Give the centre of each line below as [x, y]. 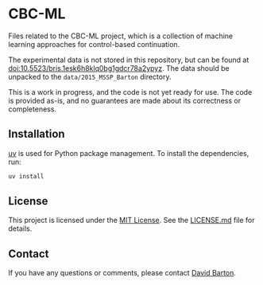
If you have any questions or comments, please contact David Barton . [122, 273]
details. [20, 228]
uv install [26, 176]
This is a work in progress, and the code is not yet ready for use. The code [130, 92]
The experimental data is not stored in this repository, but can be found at [129, 60]
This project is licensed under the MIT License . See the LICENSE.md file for [131, 221]
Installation [37, 134]
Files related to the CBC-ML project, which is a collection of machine [120, 36]
